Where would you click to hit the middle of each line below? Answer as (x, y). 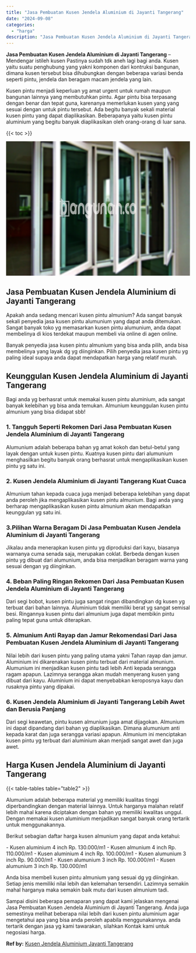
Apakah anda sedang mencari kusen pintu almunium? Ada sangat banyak (94, 315)
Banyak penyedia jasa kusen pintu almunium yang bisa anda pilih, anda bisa (97, 345)
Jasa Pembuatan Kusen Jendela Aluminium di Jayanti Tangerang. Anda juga (97, 907)
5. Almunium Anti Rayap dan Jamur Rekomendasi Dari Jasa (92, 636)
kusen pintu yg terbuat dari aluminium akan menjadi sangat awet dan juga (95, 740)
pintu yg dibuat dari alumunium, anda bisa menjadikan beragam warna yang (97, 560)
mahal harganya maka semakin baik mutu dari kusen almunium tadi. (87, 890)
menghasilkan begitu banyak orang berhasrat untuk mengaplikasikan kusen (97, 459)
